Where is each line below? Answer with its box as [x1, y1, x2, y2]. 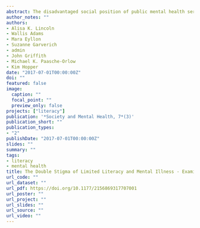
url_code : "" [6, 175, 39, 180]
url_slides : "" [6, 202, 44, 208]
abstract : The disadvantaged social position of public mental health [6, 8, 185, 15]
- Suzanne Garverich [6, 42, 58, 48]
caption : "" [11, 91, 42, 97]
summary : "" [6, 147, 36, 153]
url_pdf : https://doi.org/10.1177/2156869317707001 [6, 185, 137, 191]
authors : [6, 20, 28, 26]
